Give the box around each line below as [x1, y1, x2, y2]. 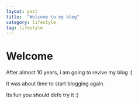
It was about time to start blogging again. [6, 80, 105, 87]
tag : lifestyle [6, 24, 43, 31]
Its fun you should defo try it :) [6, 91, 79, 99]
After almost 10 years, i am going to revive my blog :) [6, 69, 133, 76]
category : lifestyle [6, 19, 57, 25]
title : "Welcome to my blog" [6, 14, 80, 20]
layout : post [6, 8, 38, 15]
